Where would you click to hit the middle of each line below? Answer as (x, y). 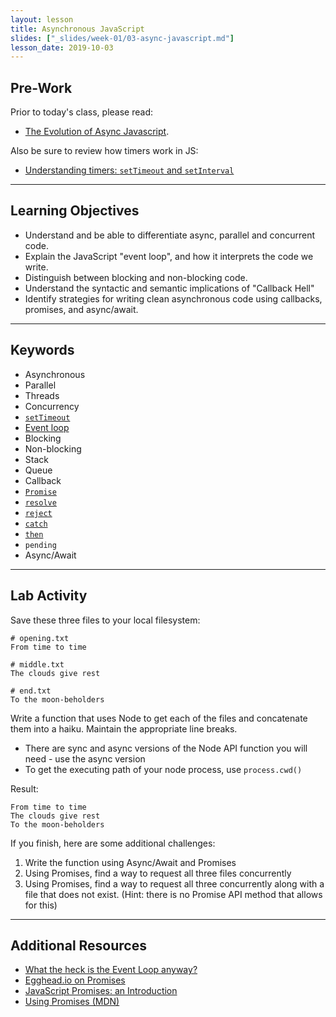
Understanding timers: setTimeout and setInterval (129, 170)
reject (38, 513)
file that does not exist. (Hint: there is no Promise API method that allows (173, 894)
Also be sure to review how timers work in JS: (104, 151)
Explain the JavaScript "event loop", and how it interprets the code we (169, 256)
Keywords (42, 350)
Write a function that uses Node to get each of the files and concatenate (159, 718)
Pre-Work (41, 87)
